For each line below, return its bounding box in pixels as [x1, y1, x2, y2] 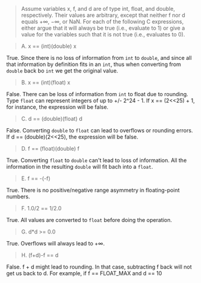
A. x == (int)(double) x [21, 42, 77, 50]
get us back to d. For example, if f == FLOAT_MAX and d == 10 [6, 270, 162, 277]
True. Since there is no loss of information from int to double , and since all [6, 54, 192, 61]
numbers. [6, 193, 30, 200]
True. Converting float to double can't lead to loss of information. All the [6, 157, 187, 164]
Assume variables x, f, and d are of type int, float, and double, [21, 5, 176, 12]
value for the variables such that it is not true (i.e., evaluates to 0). [21, 31, 185, 38]
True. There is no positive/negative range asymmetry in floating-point [6, 187, 180, 194]
